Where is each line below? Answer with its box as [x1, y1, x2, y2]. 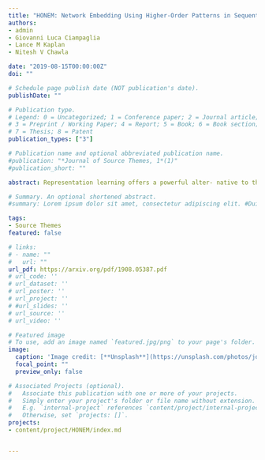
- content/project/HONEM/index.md [8, 426, 122, 434]
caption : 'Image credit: [15, 353, 97, 361]
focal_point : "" [15, 360, 69, 368]
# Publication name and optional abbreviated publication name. [8, 149, 224, 157]
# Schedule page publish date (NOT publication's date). [8, 84, 200, 92]
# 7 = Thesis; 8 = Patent [8, 128, 93, 136]
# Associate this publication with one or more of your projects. [8, 389, 238, 398]
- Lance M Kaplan [8, 41, 65, 49]
